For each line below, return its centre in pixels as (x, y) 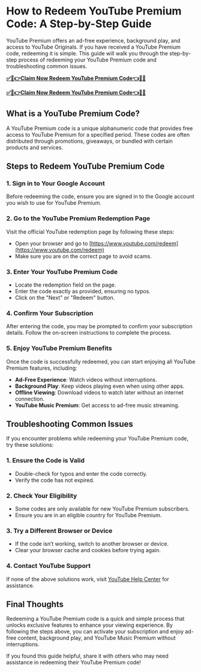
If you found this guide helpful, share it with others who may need (88, 656)
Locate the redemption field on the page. (65, 285)
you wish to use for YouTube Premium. (54, 203)
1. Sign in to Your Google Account (55, 184)
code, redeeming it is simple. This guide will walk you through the (87, 53)
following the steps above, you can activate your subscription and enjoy (95, 632)
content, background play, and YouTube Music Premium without (97, 638)
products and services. (35, 147)
